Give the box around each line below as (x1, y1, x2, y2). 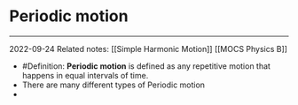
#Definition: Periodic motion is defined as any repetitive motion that (21, 60, 271, 71)
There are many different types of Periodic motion (21, 79, 206, 90)
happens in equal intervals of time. (21, 70, 149, 80)
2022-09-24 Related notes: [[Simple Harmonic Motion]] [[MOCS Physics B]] (9, 43, 288, 54)
